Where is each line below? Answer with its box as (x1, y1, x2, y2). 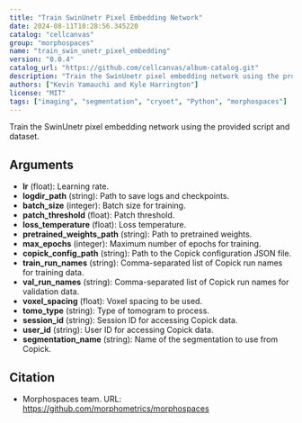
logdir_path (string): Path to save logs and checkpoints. (22, 191, 230, 202)
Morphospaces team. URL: (22, 393, 122, 404)
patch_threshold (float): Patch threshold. (22, 210, 175, 220)
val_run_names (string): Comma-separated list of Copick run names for (22, 276, 289, 288)
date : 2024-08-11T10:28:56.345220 (9, 22, 139, 31)
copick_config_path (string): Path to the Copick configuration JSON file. (22, 248, 292, 259)
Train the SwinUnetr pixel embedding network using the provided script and (9, 121, 290, 132)
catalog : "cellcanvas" (9, 30, 94, 39)
